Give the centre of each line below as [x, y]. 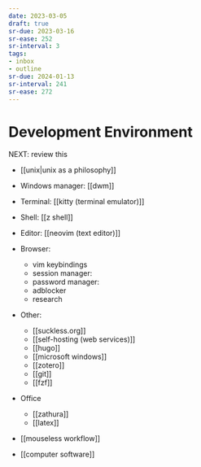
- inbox [22, 62]
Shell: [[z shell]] [46, 217]
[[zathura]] [50, 414]
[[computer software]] [57, 454]
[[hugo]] [46, 348]
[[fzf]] [42, 382]
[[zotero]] [48, 365]
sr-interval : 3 [34, 46]
